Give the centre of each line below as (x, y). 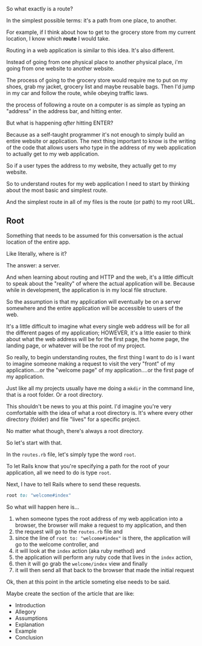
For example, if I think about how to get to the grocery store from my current (101, 32)
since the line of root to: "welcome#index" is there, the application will (103, 538)
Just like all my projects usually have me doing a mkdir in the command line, (100, 388)
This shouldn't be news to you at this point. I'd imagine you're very (89, 406)
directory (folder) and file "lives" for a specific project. (73, 419)
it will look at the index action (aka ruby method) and (80, 550)
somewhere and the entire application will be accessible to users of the (95, 308)
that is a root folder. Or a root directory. (55, 394)
